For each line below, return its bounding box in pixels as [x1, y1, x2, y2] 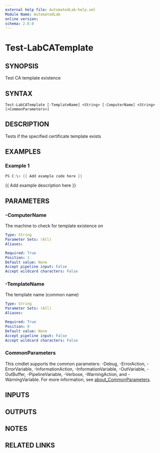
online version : [5, 16, 38, 21]
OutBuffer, [5, 371, 26, 377]
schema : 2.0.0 [5, 21, 34, 26]
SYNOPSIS [5, 62, 39, 70]
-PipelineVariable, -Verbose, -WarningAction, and [27, 371, 127, 377]
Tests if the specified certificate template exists [5, 133, 101, 139]
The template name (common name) [5, 292, 79, 298]
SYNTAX [5, 89, 33, 98]
